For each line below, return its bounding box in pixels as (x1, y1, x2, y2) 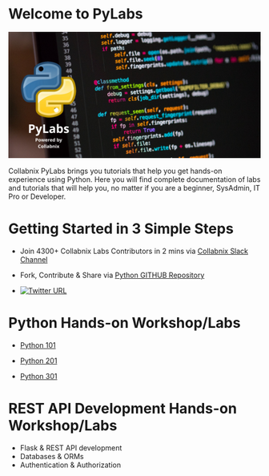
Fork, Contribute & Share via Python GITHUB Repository (19, 270, 205, 280)
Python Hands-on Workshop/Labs (8, 314, 241, 333)
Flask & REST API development (19, 442, 122, 453)
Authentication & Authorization (19, 460, 122, 470)
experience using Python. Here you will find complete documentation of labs (8, 174, 261, 184)
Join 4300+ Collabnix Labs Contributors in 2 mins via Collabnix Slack (19, 246, 249, 256)
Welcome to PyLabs (8, 5, 143, 23)
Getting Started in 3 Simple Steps (8, 220, 234, 238)
